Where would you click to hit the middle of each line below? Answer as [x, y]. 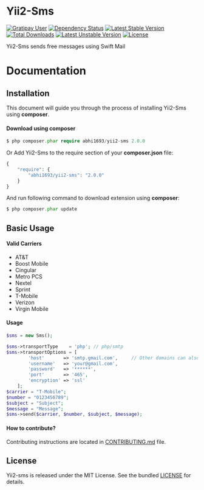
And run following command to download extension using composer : [93, 198]
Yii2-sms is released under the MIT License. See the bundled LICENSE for [99, 475]
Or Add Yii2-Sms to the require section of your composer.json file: [90, 153]
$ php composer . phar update [42, 209]
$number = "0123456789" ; [38, 397]
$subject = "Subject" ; [35, 403]
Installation [28, 93]
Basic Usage [30, 228]
